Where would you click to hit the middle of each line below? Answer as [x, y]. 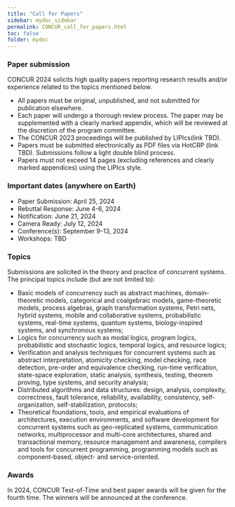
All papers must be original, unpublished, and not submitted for [108, 101]
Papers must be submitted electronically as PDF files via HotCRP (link [118, 145]
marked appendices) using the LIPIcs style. [80, 168]
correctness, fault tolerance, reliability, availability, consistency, [109, 398]
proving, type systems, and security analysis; [83, 382]
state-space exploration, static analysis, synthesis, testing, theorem [115, 375]
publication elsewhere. [50, 108]
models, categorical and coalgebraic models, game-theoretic [134, 300]
